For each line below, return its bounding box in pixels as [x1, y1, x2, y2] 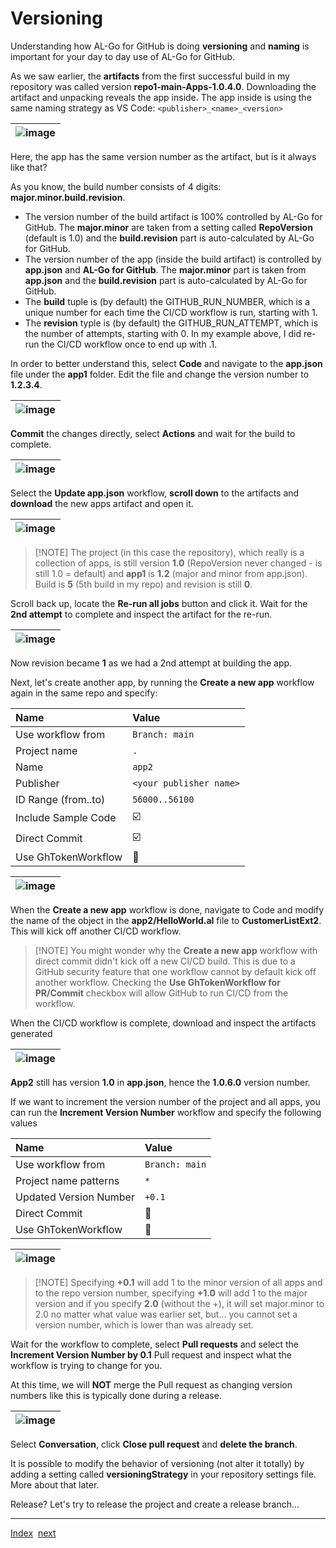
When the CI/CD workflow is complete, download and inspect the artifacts [10, 1017, 317, 1029]
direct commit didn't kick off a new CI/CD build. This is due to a [34, 955, 296, 967]
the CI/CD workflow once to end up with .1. [41, 338, 218, 350]
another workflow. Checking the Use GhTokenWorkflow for [34, 976, 281, 988]
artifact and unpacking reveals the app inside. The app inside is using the [10, 91, 312, 103]
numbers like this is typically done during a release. [10, 1389, 222, 1401]
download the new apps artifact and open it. [10, 497, 194, 509]
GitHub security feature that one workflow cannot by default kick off [34, 965, 317, 977]
